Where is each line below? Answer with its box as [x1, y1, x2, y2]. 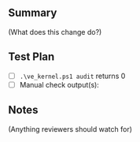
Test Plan [8, 50, 55, 64]
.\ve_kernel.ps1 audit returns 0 [19, 71, 126, 80]
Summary [8, 6, 57, 20]
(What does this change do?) [8, 27, 102, 36]
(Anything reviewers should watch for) [8, 124, 132, 133]
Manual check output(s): [19, 80, 100, 89]
